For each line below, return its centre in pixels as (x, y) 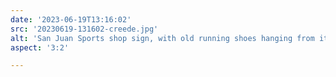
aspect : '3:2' (40, 47)
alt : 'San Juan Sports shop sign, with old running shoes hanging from (162, 38)
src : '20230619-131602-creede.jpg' (84, 29)
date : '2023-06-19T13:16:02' (71, 19)
